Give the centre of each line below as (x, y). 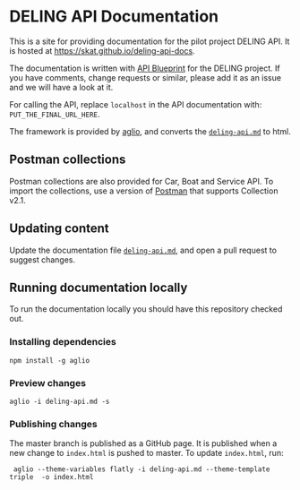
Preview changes (48, 383)
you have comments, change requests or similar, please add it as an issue (146, 77)
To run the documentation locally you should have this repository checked (146, 309)
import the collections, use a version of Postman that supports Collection (144, 191)
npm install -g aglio (50, 360)
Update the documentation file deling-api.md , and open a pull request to (143, 250)
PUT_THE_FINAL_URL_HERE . (55, 114)
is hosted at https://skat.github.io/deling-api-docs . (102, 50)
